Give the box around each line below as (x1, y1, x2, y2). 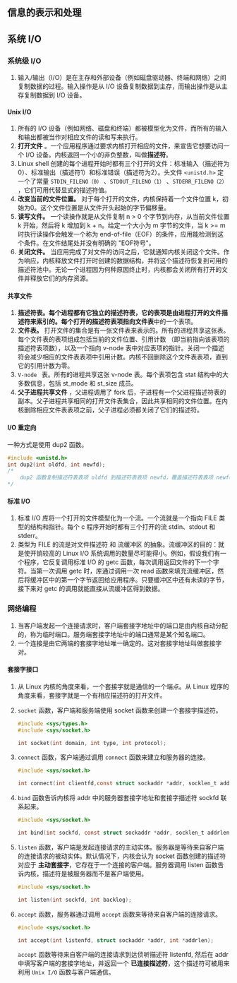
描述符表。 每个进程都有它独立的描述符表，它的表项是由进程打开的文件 (17, 309, 222, 317)
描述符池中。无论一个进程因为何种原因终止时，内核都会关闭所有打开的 (17, 266, 222, 274)
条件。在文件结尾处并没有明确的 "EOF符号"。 (23, 239, 155, 247)
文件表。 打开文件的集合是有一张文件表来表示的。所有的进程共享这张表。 (17, 326, 230, 335)
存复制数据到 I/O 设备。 (17, 91, 86, 100)
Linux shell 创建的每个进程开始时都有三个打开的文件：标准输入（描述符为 (17, 160, 230, 168)
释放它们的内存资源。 (30, 274, 92, 282)
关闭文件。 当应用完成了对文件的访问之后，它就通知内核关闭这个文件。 (17, 248, 224, 256)
